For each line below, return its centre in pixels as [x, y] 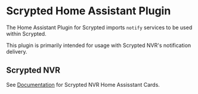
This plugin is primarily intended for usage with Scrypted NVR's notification [99, 45]
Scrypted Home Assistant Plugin [89, 11]
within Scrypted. [26, 33]
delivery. [17, 51]
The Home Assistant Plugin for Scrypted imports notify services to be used [99, 27]
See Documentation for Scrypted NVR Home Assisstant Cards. [83, 84]
